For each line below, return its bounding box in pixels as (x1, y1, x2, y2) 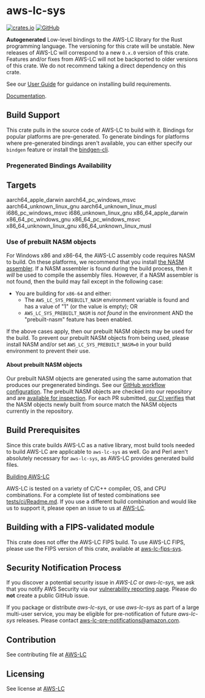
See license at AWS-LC (6, 685, 65, 692)
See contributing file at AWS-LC (6, 651, 87, 658)
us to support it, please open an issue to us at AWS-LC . (6, 504, 146, 512)
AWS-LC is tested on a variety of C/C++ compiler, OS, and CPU (6, 485, 166, 492)
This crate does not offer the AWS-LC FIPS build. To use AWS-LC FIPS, (6, 538, 185, 546)
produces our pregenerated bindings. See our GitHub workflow (6, 381, 166, 388)
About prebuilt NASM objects (6, 361, 83, 369)
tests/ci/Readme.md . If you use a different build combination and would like (6, 497, 197, 505)
